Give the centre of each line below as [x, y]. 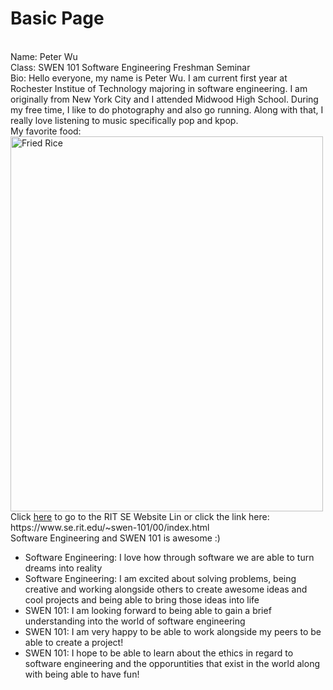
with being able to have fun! [82, 674]
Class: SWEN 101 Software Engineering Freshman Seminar [130, 67]
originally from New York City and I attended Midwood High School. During [164, 99]
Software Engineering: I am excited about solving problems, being [160, 578]
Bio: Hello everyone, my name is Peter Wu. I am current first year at [149, 78]
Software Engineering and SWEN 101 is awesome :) [115, 538]
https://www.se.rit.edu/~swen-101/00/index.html [110, 527]
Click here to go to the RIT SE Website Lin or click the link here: [140, 516]
